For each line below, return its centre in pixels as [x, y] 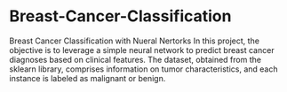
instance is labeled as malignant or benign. [88, 78]
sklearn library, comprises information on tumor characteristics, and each [143, 69]
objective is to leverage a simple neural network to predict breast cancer [142, 50]
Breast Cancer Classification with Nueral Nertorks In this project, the [135, 41]
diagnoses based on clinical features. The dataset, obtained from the [136, 59]
